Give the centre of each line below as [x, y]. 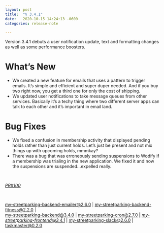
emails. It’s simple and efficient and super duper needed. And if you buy [85, 86]
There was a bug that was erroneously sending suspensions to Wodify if [86, 156]
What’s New [30, 67]
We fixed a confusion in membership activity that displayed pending [81, 140]
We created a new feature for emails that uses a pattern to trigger [79, 81]
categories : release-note [32, 23]
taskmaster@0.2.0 [24, 226]
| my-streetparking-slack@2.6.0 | [100, 220]
